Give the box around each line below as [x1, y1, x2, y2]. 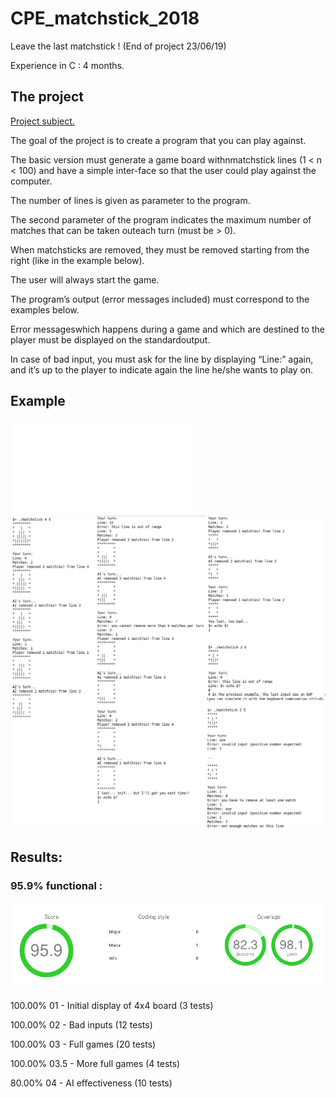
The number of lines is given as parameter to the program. [10, 194, 251, 206]
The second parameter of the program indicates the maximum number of [10, 213, 312, 226]
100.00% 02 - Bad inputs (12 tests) [10, 1019, 153, 1031]
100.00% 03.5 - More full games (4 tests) [10, 1058, 181, 1070]
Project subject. [10, 115, 75, 127]
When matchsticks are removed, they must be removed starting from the [10, 243, 310, 256]
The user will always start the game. [10, 273, 160, 286]
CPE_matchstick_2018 [10, 7, 200, 30]
